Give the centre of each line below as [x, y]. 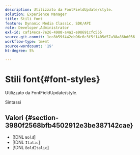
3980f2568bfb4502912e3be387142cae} [69, 125]
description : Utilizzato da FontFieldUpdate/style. [59, 10]
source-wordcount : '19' [29, 46]
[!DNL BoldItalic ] [30, 148]
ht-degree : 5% [20, 51]
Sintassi [13, 102]
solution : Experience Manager [36, 14]
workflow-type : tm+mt [27, 42]
